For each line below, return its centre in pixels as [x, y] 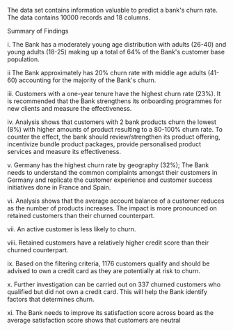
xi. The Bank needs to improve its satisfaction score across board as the [111, 313]
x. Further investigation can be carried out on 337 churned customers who [114, 284]
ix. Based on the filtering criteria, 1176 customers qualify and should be [109, 263]
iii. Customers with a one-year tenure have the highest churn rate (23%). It [114, 94]
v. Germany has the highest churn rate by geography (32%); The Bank [108, 165]
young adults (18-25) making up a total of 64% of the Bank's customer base [116, 52]
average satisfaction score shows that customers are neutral [94, 320]
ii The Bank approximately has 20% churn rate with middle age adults [107, 73]
